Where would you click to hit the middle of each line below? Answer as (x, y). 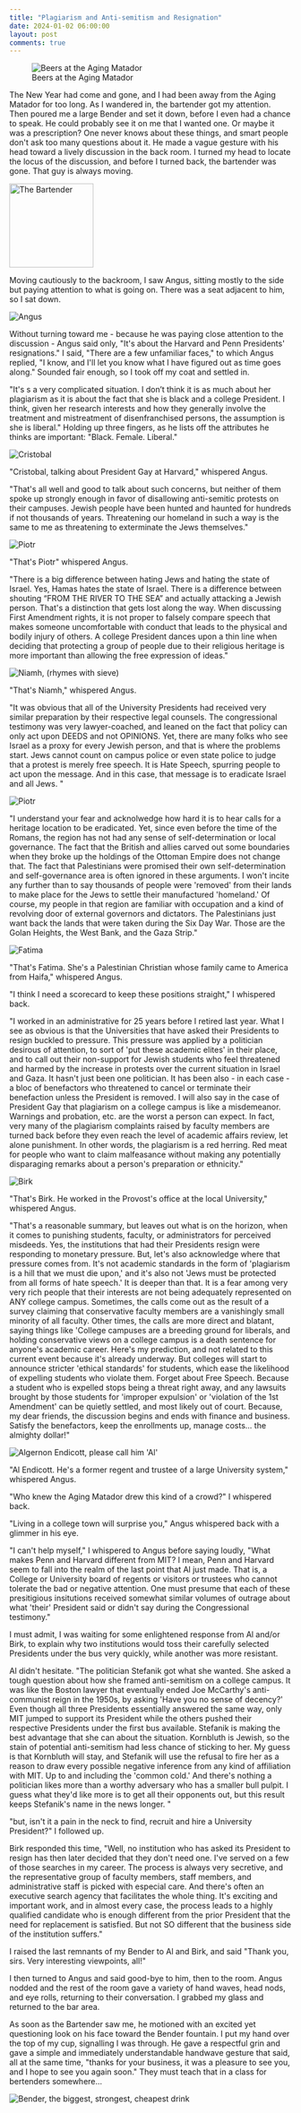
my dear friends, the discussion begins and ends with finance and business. (150, 1416)
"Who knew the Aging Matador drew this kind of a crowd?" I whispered (140, 1496)
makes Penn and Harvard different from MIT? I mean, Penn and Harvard (142, 1560)
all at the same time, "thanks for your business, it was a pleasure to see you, (150, 2063)
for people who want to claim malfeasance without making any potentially (145, 1155)
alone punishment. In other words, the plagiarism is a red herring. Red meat (148, 1145)
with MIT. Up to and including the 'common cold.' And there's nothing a (141, 1776)
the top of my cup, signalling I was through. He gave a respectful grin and (145, 2043)
